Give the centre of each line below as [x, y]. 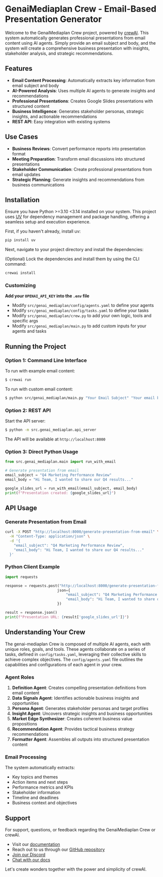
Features [19, 69]
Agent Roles [20, 677]
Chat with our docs [31, 860]
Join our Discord [29, 855]
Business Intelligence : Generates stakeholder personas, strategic [78, 111]
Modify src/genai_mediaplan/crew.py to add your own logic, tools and [82, 316]
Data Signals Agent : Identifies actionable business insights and [75, 698]
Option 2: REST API [28, 410]
